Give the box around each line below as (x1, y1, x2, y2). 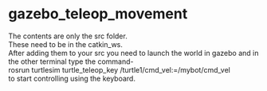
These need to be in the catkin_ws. (8, 39, 124, 49)
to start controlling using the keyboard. (8, 73, 135, 83)
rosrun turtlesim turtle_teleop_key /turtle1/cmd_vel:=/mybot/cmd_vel (8, 65, 231, 74)
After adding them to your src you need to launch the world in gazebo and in (8, 48, 259, 57)
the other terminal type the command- (8, 57, 134, 66)
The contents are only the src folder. (8, 31, 128, 41)
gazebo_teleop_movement (8, 5, 188, 23)
